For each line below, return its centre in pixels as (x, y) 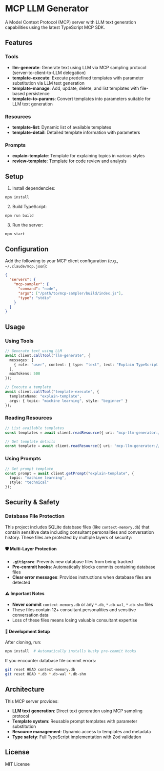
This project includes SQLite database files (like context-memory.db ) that (77, 527)
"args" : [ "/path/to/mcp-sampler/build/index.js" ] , (71, 293)
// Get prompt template (29, 469)
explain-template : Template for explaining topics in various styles (78, 156)
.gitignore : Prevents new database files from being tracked (72, 561)
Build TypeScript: (30, 206)
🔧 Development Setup (28, 631)
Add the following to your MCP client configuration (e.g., (62, 261)
